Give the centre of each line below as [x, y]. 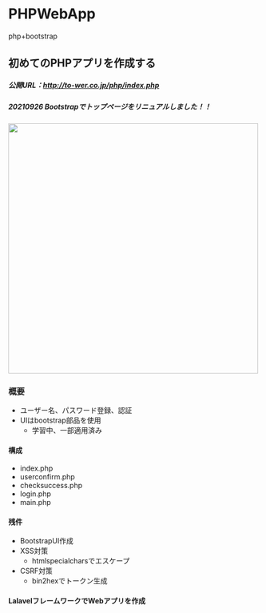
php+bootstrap [33, 36]
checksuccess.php [51, 486]
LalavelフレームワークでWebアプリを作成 [77, 600]
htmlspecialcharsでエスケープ [81, 561]
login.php [36, 494]
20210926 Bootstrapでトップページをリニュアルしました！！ [110, 107]
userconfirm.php [48, 477]
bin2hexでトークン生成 [69, 581]
